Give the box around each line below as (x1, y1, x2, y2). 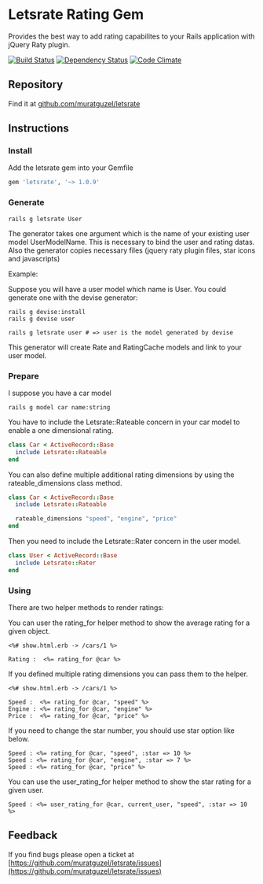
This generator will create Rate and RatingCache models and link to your (8, 342, 242, 352)
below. (8, 734, 30, 743)
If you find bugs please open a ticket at (8, 849, 135, 859)
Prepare (8, 370, 39, 381)
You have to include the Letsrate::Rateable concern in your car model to (8, 417, 240, 427)
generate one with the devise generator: (8, 293, 138, 302)
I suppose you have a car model (8, 388, 112, 398)
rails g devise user (8, 315, 76, 323)
